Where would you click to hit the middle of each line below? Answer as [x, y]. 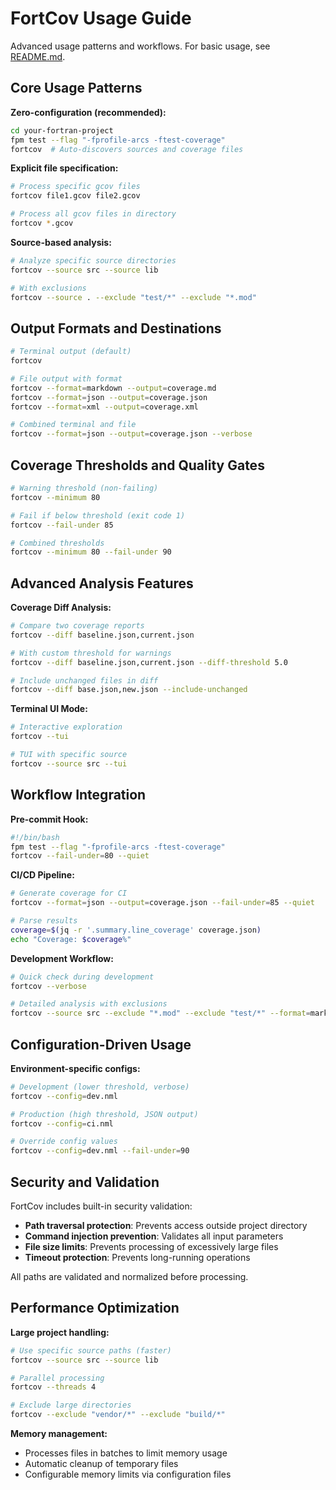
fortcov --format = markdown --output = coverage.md [113, 388]
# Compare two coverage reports [77, 626]
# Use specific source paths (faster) [91, 1350]
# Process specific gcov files [75, 187]
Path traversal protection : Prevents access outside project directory [166, 1225]
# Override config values [64, 1142]
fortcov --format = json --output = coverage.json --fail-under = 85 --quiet [162, 903]
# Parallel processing [57, 1378]
